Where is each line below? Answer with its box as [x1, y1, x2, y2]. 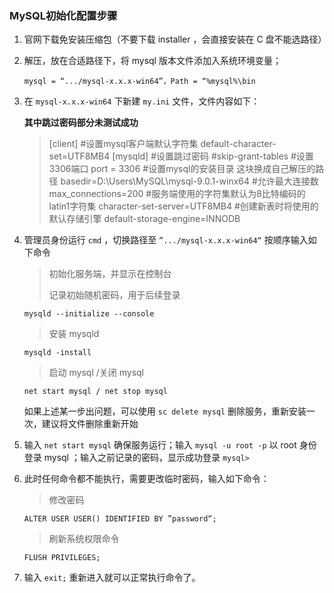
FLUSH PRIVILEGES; [23, 553, 101, 563]
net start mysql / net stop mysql [23, 387, 168, 397]
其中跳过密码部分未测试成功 [23, 117, 139, 129]
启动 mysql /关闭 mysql [48, 367, 145, 379]
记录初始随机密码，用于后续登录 [48, 289, 181, 301]
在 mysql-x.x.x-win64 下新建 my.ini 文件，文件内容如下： [23, 95, 261, 107]
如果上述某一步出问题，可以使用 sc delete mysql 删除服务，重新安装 [23, 405, 307, 417]
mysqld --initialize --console [23, 309, 155, 319]
